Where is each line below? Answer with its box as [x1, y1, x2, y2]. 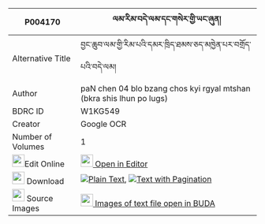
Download [26, 176, 65, 186]
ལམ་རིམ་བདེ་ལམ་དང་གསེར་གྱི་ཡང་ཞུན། [112, 13, 222, 24]
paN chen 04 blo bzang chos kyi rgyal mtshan [80, 83, 251, 94]
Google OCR [80, 118, 127, 129]
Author [12, 88, 38, 99]
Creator [12, 118, 41, 129]
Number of [12, 132, 53, 142]
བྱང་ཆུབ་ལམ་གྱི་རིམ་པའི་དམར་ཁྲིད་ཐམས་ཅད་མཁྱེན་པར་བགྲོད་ [80, 39, 252, 50]
